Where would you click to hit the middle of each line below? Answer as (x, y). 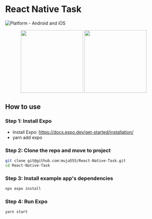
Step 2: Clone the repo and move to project (58, 150)
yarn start (16, 212)
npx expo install (23, 188)
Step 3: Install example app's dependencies (59, 178)
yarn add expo (27, 137)
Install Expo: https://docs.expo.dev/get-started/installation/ (73, 132)
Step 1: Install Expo (28, 121)
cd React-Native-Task (28, 165)
